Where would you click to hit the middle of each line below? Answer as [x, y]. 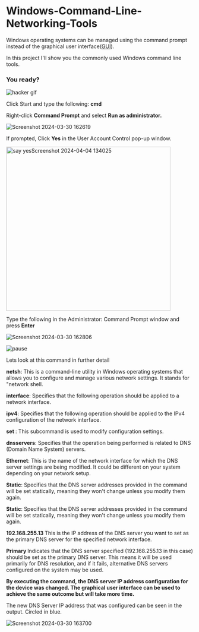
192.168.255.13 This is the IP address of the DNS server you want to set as [97, 533]
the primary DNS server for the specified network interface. [79, 539]
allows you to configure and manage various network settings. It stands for [98, 378]
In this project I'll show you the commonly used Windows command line [94, 58]
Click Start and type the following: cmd [54, 104]
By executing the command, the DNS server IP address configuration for [97, 582]
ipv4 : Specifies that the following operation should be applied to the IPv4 [96, 413]
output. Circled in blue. [34, 612]
